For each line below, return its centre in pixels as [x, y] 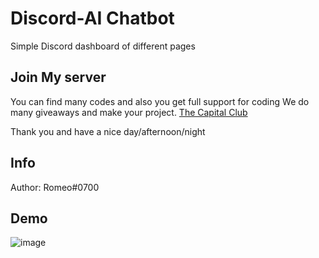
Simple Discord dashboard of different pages [103, 46]
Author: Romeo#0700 [55, 187]
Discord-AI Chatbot [92, 18]
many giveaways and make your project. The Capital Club [129, 112]
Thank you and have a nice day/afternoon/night [108, 131]
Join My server [58, 77]
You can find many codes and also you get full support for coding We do [160, 101]
